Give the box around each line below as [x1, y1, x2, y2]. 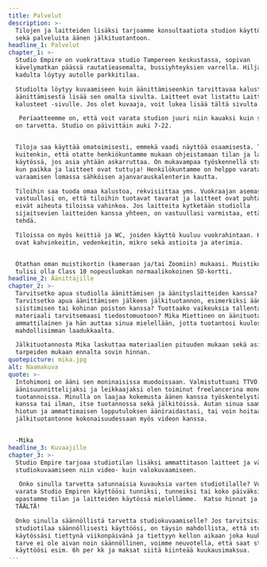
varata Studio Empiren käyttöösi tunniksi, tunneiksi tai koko [15, 487, 229, 496]
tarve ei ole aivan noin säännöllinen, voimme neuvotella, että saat [15, 539, 250, 547]
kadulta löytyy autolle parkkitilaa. [15, 71, 141, 79]
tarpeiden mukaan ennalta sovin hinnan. [15, 348, 151, 357]
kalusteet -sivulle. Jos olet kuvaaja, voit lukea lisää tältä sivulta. [15, 100, 261, 108]
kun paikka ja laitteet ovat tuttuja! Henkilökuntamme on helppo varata [15, 165, 261, 174]
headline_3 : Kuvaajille [8, 444, 87, 452]
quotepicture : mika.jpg [8, 356, 87, 364]
